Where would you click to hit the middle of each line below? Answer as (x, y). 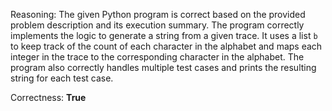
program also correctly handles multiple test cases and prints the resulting (163, 67)
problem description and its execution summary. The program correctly (157, 25)
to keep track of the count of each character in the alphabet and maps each (166, 46)
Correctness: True (48, 97)
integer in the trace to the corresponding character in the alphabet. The (157, 57)
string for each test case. (62, 78)
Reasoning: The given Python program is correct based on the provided (158, 14)
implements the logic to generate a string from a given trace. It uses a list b (164, 35)
